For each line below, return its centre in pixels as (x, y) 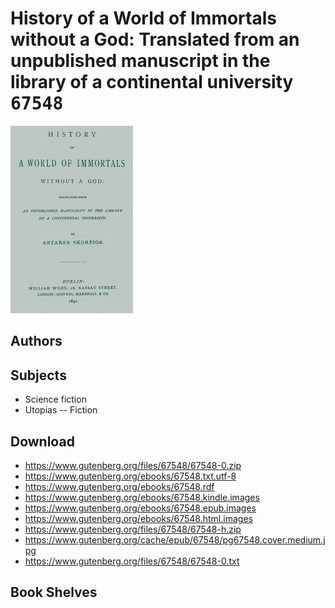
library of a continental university (152, 82)
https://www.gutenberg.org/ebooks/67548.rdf (119, 486)
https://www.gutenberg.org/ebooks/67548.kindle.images (142, 497)
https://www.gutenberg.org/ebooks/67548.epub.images (140, 508)
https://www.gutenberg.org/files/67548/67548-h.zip (133, 529)
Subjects (38, 375)
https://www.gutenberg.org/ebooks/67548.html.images (138, 518)
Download (42, 441)
